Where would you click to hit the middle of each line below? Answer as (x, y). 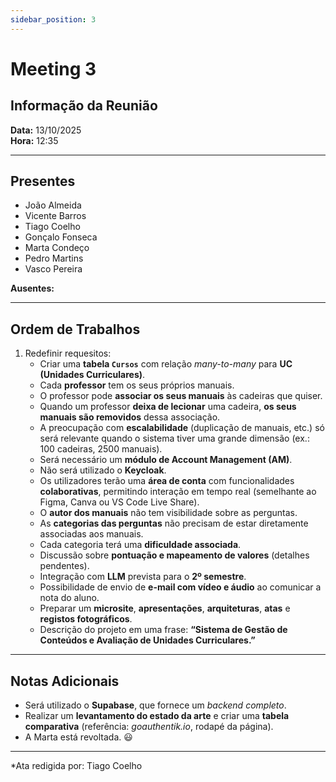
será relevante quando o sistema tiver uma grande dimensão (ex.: (174, 438)
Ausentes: (32, 288)
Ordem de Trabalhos (75, 329)
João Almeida (53, 205)
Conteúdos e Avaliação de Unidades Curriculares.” (147, 640)
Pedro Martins (54, 258)
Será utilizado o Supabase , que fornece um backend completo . (155, 705)
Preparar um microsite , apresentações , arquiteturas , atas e (165, 608)
